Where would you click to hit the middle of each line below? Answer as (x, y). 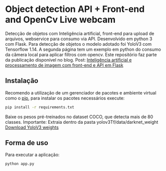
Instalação (22, 81)
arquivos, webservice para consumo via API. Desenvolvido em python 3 (79, 39)
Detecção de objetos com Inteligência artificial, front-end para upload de (80, 33)
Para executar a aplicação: (32, 155)
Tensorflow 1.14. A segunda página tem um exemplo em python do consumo (83, 49)
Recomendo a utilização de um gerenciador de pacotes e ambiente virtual (81, 92)
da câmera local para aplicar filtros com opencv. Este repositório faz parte (81, 54)
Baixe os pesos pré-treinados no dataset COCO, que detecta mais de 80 (79, 117)
